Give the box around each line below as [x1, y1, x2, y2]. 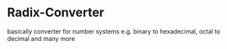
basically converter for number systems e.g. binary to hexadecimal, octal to [7, 27, 221, 35]
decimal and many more [7, 34, 75, 42]
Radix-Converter [7, 5, 105, 20]
